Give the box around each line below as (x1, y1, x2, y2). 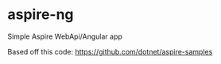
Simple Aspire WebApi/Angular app (7, 32, 122, 41)
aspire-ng (7, 6, 74, 24)
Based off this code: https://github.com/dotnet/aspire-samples (7, 47, 213, 56)
